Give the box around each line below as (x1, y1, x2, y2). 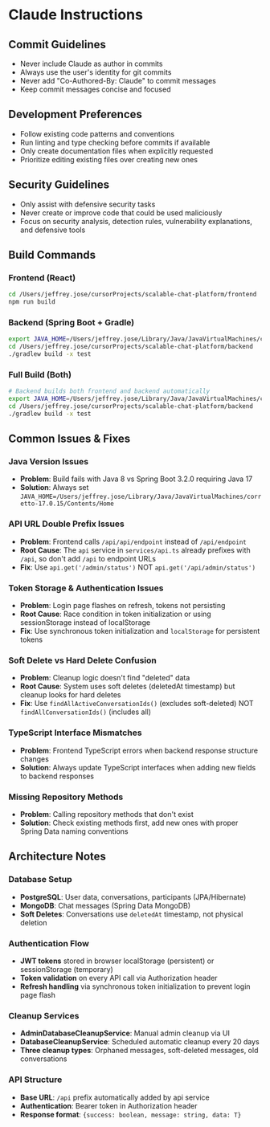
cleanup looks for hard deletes (19, 690, 121, 700)
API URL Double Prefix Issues (8, 518, 125, 529)
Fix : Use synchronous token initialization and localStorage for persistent (19, 627, 260, 636)
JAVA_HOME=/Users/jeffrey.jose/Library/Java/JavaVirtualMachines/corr (19, 492, 262, 501)
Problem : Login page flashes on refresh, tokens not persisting (19, 601, 226, 610)
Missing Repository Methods (8, 791, 124, 802)
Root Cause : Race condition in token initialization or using (19, 609, 211, 619)
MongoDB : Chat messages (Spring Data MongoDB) (19, 900, 191, 910)
